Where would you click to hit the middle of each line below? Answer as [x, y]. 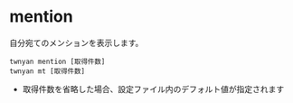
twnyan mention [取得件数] [57, 61]
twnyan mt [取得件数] [47, 71]
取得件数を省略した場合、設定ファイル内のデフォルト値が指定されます [153, 89]
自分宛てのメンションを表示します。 [76, 42]
